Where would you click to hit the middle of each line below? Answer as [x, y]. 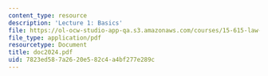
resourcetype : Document [48, 45]
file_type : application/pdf [55, 38]
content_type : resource [48, 15]
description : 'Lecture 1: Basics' [66, 23]
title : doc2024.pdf [41, 52]
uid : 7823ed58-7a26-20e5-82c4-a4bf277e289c [82, 60]
